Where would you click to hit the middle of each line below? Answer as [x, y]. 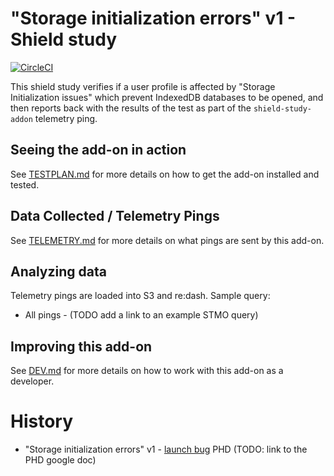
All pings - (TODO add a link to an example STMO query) [141, 315]
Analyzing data [58, 271]
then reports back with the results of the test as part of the [131, 108]
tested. [25, 184]
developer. [32, 381]
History [42, 421]
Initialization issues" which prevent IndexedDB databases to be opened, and [167, 97]
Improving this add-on [81, 346]
